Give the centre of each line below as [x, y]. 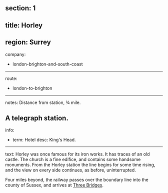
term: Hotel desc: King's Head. [44, 140]
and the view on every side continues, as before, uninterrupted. [70, 170]
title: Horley [24, 25]
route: [11, 78]
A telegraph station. [37, 118]
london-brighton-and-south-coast [48, 64]
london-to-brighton [32, 88]
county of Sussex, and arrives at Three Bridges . [54, 185]
